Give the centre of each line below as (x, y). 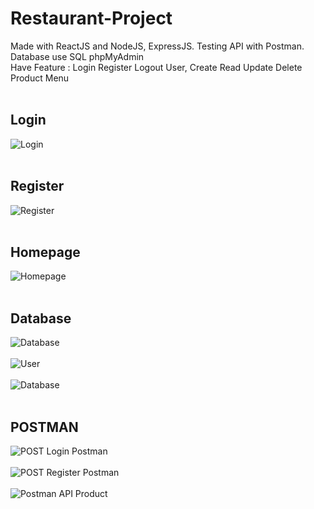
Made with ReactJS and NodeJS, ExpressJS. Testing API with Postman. (157, 46)
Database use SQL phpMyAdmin (77, 56)
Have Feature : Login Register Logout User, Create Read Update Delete (156, 67)
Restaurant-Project (91, 18)
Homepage (45, 252)
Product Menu (40, 78)
